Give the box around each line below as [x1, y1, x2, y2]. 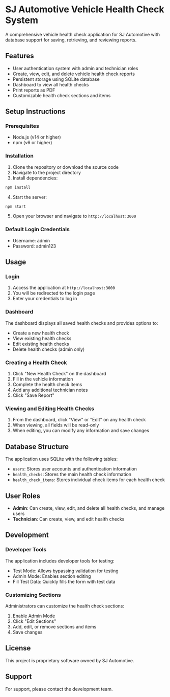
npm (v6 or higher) [12, 140, 52, 146]
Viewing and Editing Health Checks [5, 405, 94, 412]
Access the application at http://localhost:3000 [12, 285, 116, 291]
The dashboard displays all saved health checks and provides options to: [5, 320, 158, 326]
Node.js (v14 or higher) [12, 134, 61, 140]
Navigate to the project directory [12, 169, 81, 175]
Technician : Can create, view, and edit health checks [12, 515, 125, 522]
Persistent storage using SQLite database [12, 76, 100, 82]
